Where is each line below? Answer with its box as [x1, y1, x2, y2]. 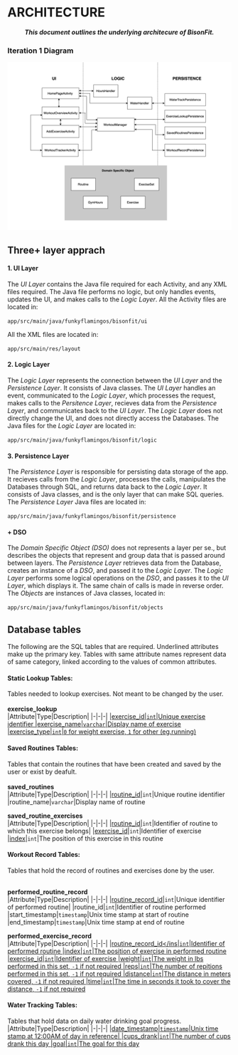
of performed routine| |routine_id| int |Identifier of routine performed [7, 903, 206, 911]
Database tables [7, 623, 82, 635]
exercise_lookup [7, 705, 58, 713]
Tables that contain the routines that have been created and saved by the [7, 759, 222, 768]
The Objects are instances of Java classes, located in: [7, 589, 166, 598]
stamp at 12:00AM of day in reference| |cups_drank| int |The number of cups [7, 1032, 231, 1041]
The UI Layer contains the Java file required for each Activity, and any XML [7, 279, 227, 289]
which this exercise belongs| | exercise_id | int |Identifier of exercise [7, 826, 202, 835]
